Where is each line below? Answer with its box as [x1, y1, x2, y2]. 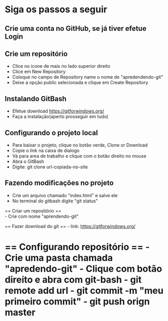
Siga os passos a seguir [5, 4, 108, 15]
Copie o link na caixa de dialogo [12, 147, 80, 154]
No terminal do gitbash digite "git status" [12, 198, 98, 204]
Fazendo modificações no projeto [5, 179, 114, 187]
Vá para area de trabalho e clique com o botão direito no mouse [12, 153, 147, 159]
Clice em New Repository [12, 68, 66, 75]
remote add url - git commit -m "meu [5, 285, 164, 296]
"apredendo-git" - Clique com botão [5, 263, 162, 275]
